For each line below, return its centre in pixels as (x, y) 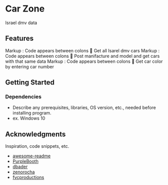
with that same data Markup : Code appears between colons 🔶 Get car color (84, 61)
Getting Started (30, 83)
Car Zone (25, 9)
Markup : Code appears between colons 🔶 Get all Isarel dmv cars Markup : (82, 50)
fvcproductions (28, 177)
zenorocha (24, 172)
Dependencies (23, 97)
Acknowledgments (36, 134)
